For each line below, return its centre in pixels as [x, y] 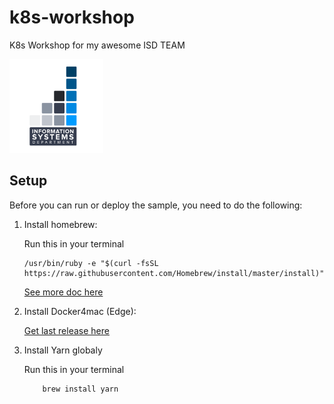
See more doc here [63, 292]
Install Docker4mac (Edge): [80, 311]
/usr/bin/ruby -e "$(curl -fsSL [91, 263]
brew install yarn [80, 389]
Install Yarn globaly [63, 350]
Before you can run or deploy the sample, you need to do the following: [156, 205]
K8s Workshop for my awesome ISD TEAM [97, 45]
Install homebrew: [60, 224]
